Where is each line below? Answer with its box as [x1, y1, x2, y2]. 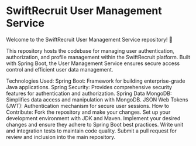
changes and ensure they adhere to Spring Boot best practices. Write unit [6, 121, 184, 128]
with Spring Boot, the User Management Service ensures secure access [6, 60, 180, 67]
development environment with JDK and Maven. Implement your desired [6, 114, 181, 121]
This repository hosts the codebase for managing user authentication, [6, 47, 174, 54]
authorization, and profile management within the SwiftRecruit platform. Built [6, 53, 191, 60]
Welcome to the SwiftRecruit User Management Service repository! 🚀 [6, 36, 173, 43]
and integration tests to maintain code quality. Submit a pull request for [6, 127, 177, 134]
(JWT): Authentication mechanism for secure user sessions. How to [6, 102, 170, 109]
